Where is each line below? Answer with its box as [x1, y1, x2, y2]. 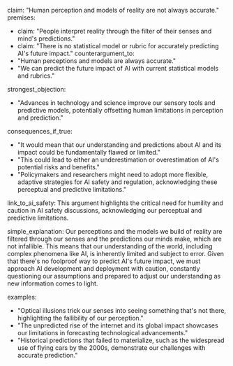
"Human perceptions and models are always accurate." [17, 57, 176, 65]
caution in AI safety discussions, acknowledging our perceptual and [7, 206, 202, 214]
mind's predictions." [17, 34, 75, 43]
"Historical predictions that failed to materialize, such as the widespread [17, 336, 225, 344]
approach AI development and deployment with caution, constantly [7, 265, 200, 272]
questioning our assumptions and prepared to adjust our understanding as [7, 272, 221, 280]
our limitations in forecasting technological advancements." [17, 329, 188, 337]
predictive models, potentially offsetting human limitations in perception [17, 106, 224, 114]
